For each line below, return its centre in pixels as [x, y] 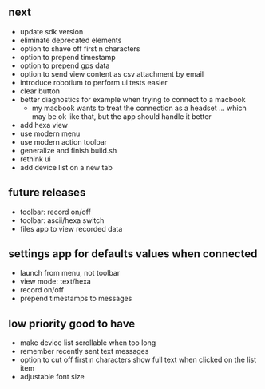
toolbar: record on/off [55, 212]
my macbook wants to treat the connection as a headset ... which [139, 108]
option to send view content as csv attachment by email [112, 73]
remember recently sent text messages [84, 351]
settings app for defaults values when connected [133, 254]
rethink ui [35, 159]
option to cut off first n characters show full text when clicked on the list [138, 360]
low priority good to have [72, 323]
